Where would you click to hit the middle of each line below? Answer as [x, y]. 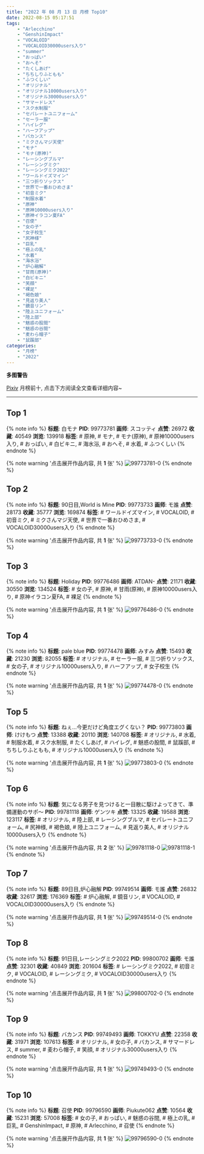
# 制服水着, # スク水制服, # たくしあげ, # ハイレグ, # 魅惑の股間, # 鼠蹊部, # [101, 742]
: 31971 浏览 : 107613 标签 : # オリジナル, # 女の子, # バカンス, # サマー [98, 1042]
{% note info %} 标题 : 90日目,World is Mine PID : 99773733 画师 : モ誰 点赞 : [100, 504]
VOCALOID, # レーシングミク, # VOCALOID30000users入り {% [98, 973]
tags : [13, 23]
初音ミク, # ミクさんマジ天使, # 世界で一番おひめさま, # [76, 520]
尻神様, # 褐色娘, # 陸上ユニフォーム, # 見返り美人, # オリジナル [110, 827]
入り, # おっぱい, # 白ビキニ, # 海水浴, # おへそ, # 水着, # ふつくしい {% [96, 443]
